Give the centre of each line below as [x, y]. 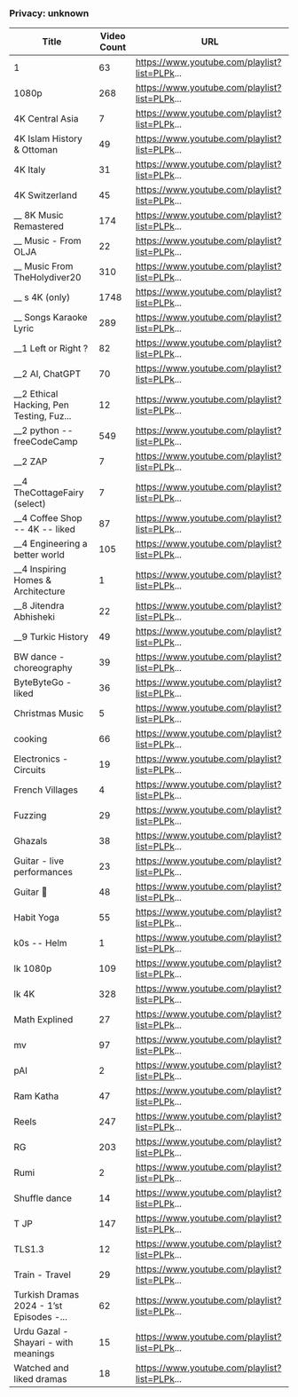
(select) [30, 504]
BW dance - [39, 657]
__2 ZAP [31, 462]
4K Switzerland [46, 195]
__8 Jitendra [39, 606]
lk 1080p [33, 968]
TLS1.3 [29, 1250]
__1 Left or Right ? [51, 349]
